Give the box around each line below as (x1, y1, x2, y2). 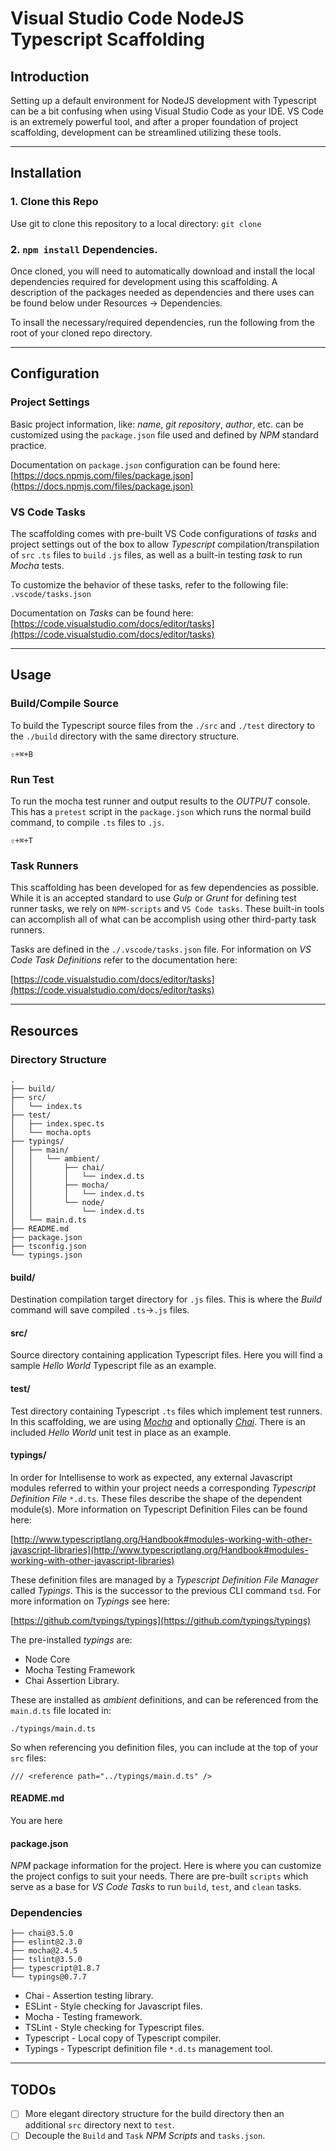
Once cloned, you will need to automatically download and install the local (10, 265, 315, 277)
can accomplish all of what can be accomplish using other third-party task (10, 913, 317, 926)
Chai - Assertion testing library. (24, 1990, 154, 2002)
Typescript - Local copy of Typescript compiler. (24, 2032, 222, 2044)
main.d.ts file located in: (10, 1704, 112, 1716)
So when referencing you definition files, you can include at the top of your (10, 1741, 319, 1753)
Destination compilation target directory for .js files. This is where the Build (10, 1293, 322, 1306)
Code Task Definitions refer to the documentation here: (10, 954, 238, 966)
